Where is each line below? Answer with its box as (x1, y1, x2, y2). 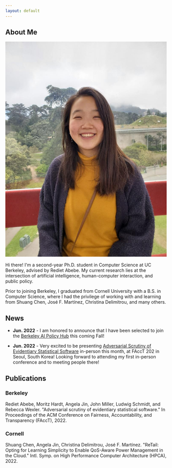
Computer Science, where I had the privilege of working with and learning (5, 293, 161, 300)
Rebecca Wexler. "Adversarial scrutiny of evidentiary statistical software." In (5, 406, 165, 412)
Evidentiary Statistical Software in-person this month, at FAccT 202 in (12, 348, 160, 354)
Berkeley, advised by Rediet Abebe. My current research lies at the (5, 267, 146, 273)
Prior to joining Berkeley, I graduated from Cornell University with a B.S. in (5, 288, 161, 294)
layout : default (5, 8, 40, 13)
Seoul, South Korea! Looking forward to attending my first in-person (12, 354, 156, 360)
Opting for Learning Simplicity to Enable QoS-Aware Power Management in (5, 447, 163, 453)
